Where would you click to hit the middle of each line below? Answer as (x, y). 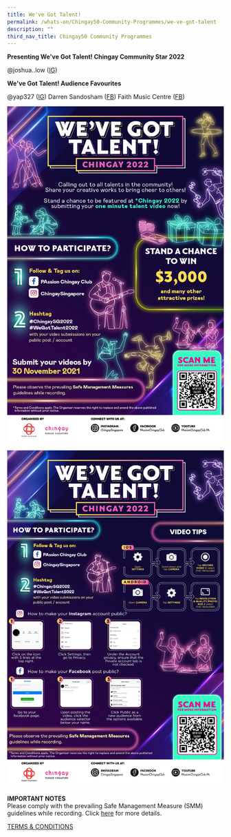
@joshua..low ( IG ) (32, 70)
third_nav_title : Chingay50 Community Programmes (80, 37)
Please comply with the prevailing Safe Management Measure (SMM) (105, 806)
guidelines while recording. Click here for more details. (85, 814)
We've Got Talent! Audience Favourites (64, 83)
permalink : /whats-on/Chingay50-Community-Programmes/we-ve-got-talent (112, 22)
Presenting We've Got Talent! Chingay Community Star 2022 (96, 57)
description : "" (30, 29)
